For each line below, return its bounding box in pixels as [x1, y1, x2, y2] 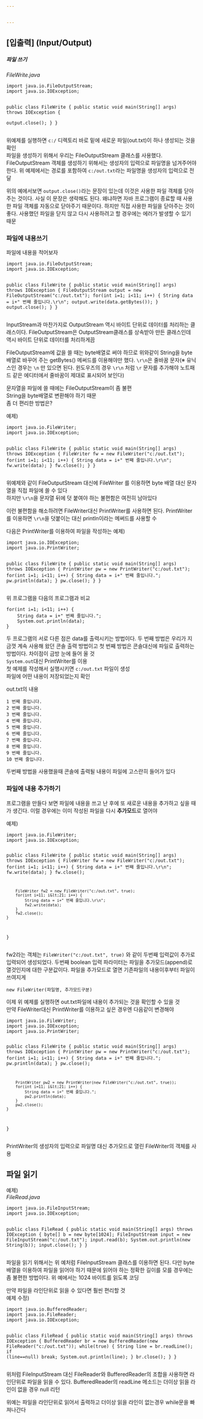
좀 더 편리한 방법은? [6, 399, 53, 407]
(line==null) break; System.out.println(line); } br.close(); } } [6, 1354, 177, 1360]
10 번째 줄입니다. [6, 757, 45, 763]
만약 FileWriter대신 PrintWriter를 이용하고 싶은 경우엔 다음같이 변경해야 [6, 1006, 174, 1013]
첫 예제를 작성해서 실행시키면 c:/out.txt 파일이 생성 [6, 665, 130, 673]
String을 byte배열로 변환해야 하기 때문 [6, 392, 97, 399]
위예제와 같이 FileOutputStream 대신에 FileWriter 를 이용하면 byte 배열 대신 [6, 479, 185, 486]
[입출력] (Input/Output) [6, 37, 92, 48]
